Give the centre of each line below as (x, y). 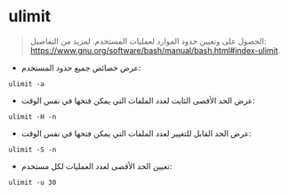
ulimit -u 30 (32, 182)
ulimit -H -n (32, 117)
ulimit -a (27, 84)
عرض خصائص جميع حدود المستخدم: (81, 68)
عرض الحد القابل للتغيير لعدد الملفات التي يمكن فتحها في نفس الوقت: (136, 133)
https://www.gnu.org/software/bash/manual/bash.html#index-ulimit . (155, 50)
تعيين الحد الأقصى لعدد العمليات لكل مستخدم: (96, 166)
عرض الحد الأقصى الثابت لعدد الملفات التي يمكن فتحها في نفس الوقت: (138, 101)
